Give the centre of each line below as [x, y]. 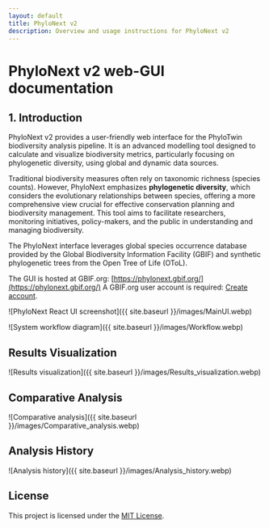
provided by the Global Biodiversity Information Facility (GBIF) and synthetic [134, 255]
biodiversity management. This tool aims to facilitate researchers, [117, 213]
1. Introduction [45, 118]
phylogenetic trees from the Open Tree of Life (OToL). [98, 263]
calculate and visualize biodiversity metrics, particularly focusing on [122, 154]
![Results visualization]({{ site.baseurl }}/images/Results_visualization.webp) [134, 372]
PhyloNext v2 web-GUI [87, 71]
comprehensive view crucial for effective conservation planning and [122, 205]
